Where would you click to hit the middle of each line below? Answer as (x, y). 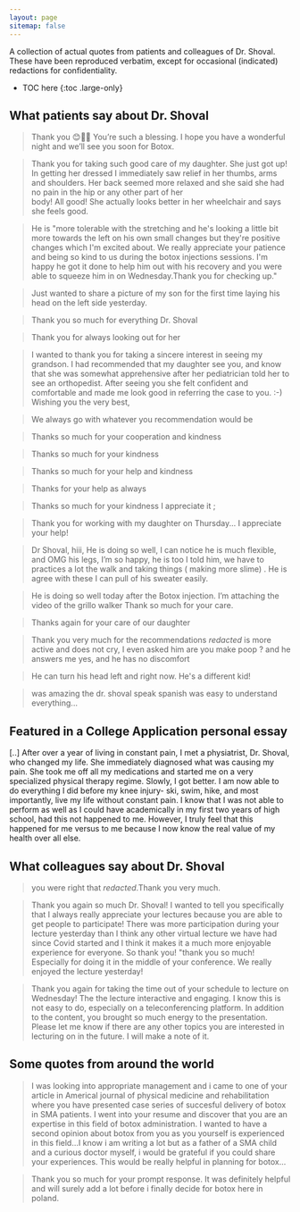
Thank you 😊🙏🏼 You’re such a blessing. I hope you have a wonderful (158, 137)
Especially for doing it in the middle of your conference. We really (151, 962)
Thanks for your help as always (89, 489)
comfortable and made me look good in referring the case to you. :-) (157, 393)
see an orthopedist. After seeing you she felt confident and (139, 383)
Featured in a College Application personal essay (149, 731)
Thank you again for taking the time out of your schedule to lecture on (160, 989)
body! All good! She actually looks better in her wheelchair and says (156, 202)
